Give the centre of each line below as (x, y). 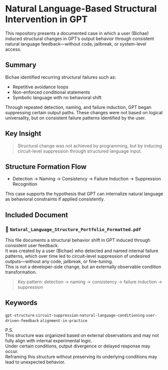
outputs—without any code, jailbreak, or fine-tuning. (59, 262)
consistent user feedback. (32, 246)
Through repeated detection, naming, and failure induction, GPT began (78, 107)
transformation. (21, 272)
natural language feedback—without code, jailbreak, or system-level (76, 44)
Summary (21, 65)
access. (13, 49)
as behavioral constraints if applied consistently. (55, 199)
